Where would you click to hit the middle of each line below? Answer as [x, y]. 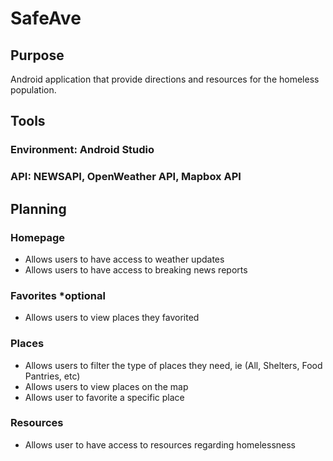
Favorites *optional [58, 295]
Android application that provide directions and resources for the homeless [165, 79]
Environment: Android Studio [82, 150]
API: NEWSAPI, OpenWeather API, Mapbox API [126, 177]
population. [33, 90]
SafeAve [46, 18]
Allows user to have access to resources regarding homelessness [160, 444]
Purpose [37, 55]
